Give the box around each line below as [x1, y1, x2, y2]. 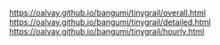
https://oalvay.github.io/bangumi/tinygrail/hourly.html [9, 26, 205, 36]
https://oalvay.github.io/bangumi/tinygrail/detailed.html [9, 17, 211, 27]
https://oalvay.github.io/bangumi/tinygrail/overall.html [9, 8, 207, 18]
